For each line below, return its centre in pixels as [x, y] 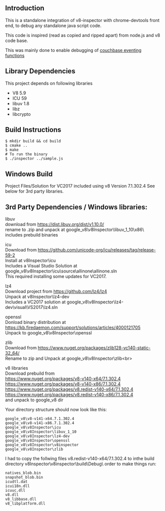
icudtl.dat [16, 482]
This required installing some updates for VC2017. [56, 276]
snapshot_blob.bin [24, 478]
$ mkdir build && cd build [33, 141]
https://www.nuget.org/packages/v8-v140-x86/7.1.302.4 [63, 384]
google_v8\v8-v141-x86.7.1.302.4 [40, 423]
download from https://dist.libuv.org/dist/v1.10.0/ [55, 225]
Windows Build [29, 174]
